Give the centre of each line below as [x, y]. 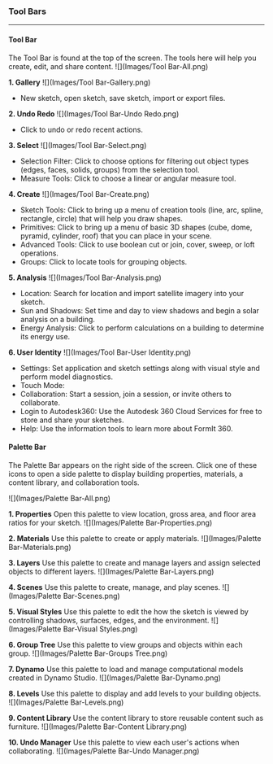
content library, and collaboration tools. [74, 482]
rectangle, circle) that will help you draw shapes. [101, 218]
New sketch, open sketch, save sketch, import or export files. [123, 98]
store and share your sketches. [72, 420]
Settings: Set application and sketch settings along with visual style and [140, 368]
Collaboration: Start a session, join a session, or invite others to [126, 394]
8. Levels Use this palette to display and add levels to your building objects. [135, 693]
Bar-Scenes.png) [91, 596]
